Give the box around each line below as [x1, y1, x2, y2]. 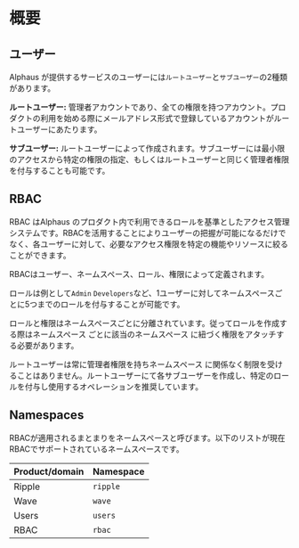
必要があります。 [16, 339, 79, 350]
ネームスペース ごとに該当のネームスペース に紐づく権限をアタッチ [32, 329, 277, 339]
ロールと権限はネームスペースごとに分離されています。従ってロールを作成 [9, 317, 280, 328]
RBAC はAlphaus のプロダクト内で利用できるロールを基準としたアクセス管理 [9, 216, 290, 227]
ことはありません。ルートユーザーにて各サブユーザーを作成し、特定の [16, 370, 274, 380]
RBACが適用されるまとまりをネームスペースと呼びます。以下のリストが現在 [9, 432, 287, 443]
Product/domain [13, 465, 85, 478]
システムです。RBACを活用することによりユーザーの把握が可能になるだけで [9, 227, 287, 238]
